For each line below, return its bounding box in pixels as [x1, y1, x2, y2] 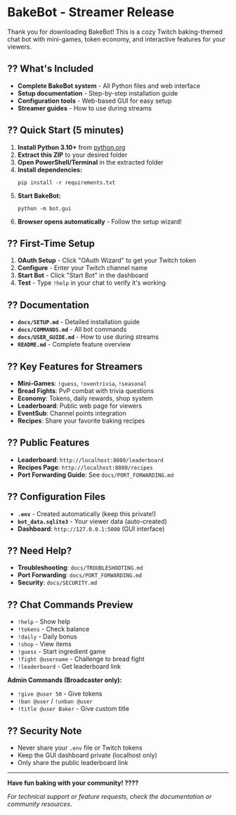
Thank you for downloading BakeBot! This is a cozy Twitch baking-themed [7, 27, 223, 36]
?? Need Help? [7, 545, 72, 557]
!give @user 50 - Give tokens [17, 690, 103, 698]
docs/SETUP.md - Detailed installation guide [17, 318, 140, 326]
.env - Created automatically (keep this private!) [17, 509, 157, 518]
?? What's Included [7, 63, 93, 75]
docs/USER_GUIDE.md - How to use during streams [17, 333, 159, 341]
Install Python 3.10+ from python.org [17, 143, 126, 151]
